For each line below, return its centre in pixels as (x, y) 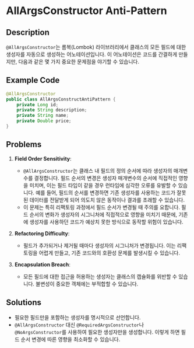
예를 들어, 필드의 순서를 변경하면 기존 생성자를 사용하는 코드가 (106, 192)
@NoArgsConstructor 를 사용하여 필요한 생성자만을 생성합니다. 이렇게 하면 (97, 332)
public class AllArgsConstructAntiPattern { (61, 99)
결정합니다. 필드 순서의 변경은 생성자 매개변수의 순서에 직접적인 (106, 178)
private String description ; (52, 110)
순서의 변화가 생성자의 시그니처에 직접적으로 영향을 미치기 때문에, (103, 214)
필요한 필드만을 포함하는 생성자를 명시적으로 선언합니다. (77, 317)
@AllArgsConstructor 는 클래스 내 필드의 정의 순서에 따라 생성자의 (98, 170)
